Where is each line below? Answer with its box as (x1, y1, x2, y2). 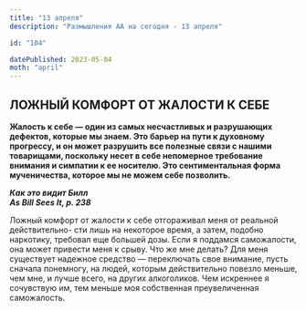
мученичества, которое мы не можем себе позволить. (9, 170, 231, 181)
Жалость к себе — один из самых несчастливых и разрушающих (9, 120, 273, 132)
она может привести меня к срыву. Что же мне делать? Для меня (9, 243, 269, 254)
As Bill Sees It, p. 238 (9, 197, 91, 208)
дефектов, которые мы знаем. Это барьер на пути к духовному (9, 130, 265, 141)
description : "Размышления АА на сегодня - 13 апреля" (9, 22, 223, 31)
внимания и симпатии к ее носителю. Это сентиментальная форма (9, 160, 281, 170)
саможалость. (9, 292, 66, 303)
